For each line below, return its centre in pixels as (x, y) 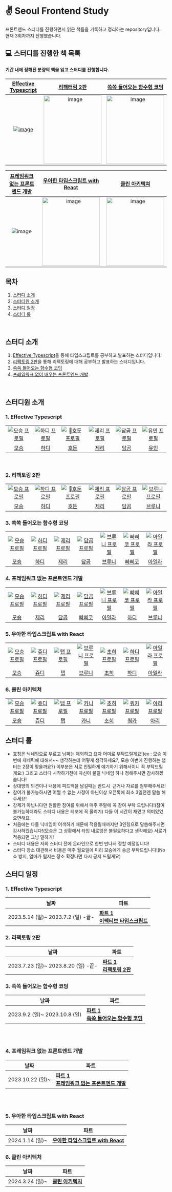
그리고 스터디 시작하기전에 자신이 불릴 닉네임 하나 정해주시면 (85, 773)
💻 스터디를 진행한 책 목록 (43, 54)
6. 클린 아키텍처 (24, 1157)
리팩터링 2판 (72, 87)
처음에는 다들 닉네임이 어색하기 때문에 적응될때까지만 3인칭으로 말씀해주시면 (89, 824)
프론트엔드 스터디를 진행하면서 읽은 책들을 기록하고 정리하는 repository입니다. (83, 29)
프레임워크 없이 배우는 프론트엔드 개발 (50, 375)
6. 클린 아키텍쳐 (24, 690)
